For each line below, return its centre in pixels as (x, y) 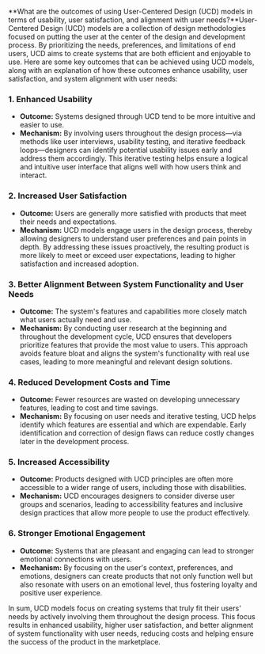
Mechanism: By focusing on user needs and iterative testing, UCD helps (138, 416)
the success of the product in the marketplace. (84, 641)
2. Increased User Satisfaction (68, 196)
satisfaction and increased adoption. (79, 264)
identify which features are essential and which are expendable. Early (133, 425)
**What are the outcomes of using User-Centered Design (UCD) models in (131, 11)
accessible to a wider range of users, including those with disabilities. (133, 488)
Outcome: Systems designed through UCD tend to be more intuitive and (137, 116)
